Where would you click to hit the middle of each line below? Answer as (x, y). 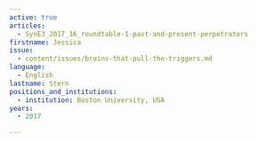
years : (21, 108)
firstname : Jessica (45, 42)
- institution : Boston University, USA (91, 100)
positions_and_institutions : (63, 91)
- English (35, 75)
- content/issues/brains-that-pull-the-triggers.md (115, 59)
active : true (33, 17)
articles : (28, 26)
